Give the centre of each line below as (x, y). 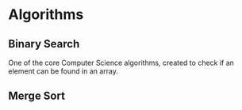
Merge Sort (37, 96)
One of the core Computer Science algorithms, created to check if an (121, 63)
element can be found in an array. (63, 71)
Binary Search (44, 44)
